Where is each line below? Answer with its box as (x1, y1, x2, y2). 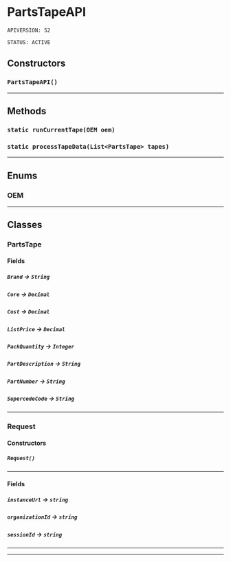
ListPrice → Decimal (7, 324, 65, 333)
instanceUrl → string (7, 495, 69, 503)
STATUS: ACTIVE (7, 39, 51, 45)
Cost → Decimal (7, 307, 50, 315)
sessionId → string (7, 530, 63, 538)
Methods (7, 105, 47, 117)
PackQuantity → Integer (7, 342, 75, 350)
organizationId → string (7, 512, 78, 521)
